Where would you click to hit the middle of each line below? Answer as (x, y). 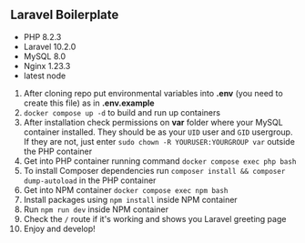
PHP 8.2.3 (42, 36)
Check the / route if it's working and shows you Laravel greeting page (155, 218)
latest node (45, 76)
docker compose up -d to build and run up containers (122, 112)
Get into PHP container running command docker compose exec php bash (160, 161)
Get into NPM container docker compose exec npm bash (126, 189)
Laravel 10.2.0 (50, 46)
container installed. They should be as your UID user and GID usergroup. (158, 132)
